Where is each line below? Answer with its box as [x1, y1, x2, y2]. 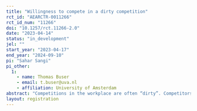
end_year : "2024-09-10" [6, 52, 64, 58]
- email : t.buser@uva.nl [16, 80, 77, 86]
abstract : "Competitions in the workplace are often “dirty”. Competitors [6, 90, 193, 96]
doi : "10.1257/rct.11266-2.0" [6, 25, 80, 31]
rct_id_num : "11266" [6, 19, 57, 25]
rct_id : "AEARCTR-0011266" [6, 14, 72, 20]
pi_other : [6, 63, 30, 69]
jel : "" [6, 42, 25, 48]
